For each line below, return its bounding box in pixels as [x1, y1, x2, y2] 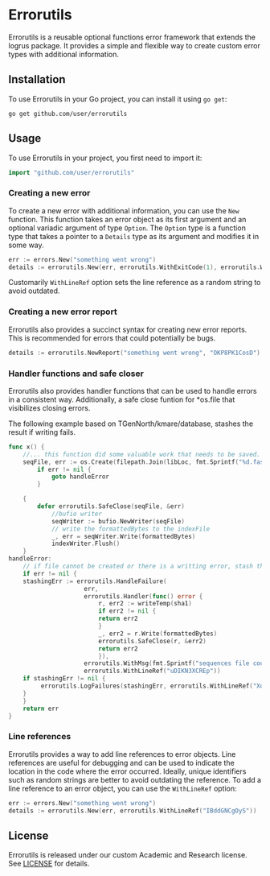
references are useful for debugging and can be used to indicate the [8, 758, 235, 767]
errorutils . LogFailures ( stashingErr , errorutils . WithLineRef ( [40, 682, 253, 690]
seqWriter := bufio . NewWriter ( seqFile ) [51, 517, 185, 525]
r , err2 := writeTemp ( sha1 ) [97, 600, 193, 608]
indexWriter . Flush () [51, 539, 121, 548]
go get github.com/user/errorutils [8, 109, 128, 118]
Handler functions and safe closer [8, 368, 145, 379]
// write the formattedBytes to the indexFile [51, 525, 211, 533]
